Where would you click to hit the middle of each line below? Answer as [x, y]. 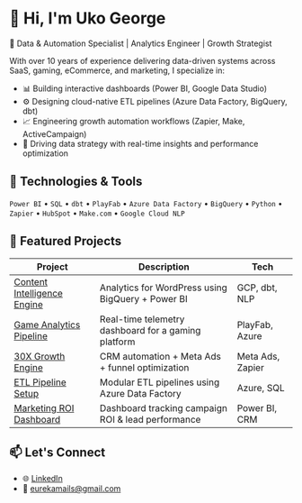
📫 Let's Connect [58, 452]
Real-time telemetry [142, 319]
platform [117, 342]
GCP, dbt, [257, 288]
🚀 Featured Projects [66, 241]
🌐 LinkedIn [42, 479]
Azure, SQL [261, 388]
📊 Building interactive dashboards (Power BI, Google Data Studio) [145, 88]
